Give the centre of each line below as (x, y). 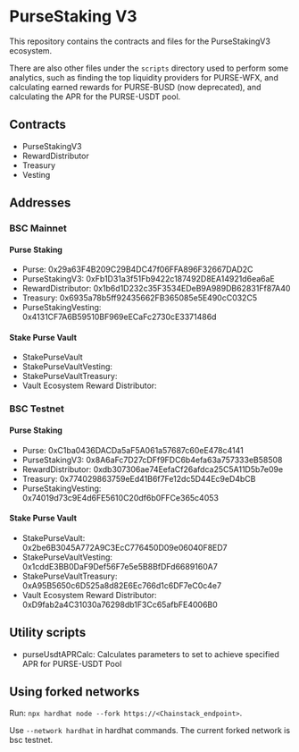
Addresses (40, 203)
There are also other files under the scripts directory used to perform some (149, 68)
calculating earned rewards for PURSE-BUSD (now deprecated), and (135, 87)
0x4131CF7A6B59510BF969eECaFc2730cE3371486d (119, 317)
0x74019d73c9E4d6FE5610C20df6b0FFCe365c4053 (120, 497)
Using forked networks (75, 692)
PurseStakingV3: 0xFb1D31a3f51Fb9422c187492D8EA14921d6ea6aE (148, 279)
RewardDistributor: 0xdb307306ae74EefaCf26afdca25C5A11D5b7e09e (153, 469)
